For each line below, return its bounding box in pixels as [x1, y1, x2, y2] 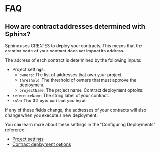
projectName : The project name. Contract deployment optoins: [19, 87, 144, 93]
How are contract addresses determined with [5, 22, 145, 31]
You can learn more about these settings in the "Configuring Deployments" [5, 122, 156, 127]
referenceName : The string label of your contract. [12, 93, 110, 98]
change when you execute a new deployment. [5, 112, 98, 118]
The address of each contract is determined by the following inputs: [5, 57, 141, 63]
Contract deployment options [12, 141, 71, 147]
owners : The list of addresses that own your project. [19, 72, 123, 78]
